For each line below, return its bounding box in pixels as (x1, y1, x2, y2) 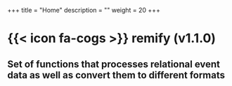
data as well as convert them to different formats (7, 69, 226, 81)
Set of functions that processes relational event (7, 58, 220, 70)
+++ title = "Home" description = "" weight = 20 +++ (7, 6, 160, 14)
